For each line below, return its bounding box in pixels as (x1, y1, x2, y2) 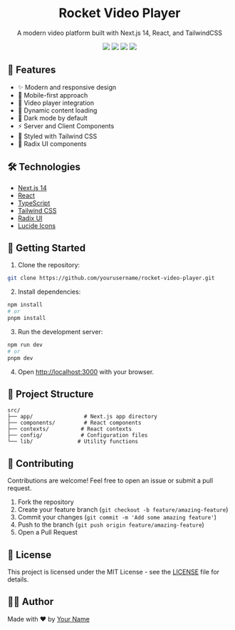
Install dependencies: (17, 287, 81, 296)
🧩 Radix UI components (17, 139, 87, 148)
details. (7, 575, 29, 584)
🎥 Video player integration (17, 98, 95, 107)
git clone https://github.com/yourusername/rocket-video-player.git (7, 274, 215, 282)
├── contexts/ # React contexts (7, 425, 132, 433)
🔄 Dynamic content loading (17, 105, 98, 115)
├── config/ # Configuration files (7, 432, 148, 439)
